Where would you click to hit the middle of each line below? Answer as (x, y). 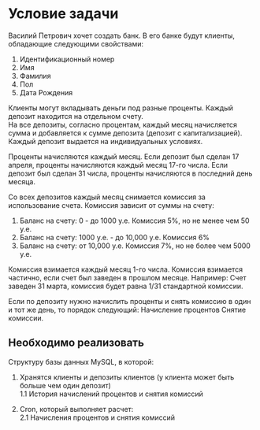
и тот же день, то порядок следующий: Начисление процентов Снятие (127, 310)
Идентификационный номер (67, 59)
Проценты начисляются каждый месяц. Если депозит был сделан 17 (124, 156)
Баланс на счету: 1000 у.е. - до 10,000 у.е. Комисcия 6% (115, 237)
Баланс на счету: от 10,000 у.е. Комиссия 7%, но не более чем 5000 (135, 246)
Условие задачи (63, 14)
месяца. (22, 181)
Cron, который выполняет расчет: (76, 409)
